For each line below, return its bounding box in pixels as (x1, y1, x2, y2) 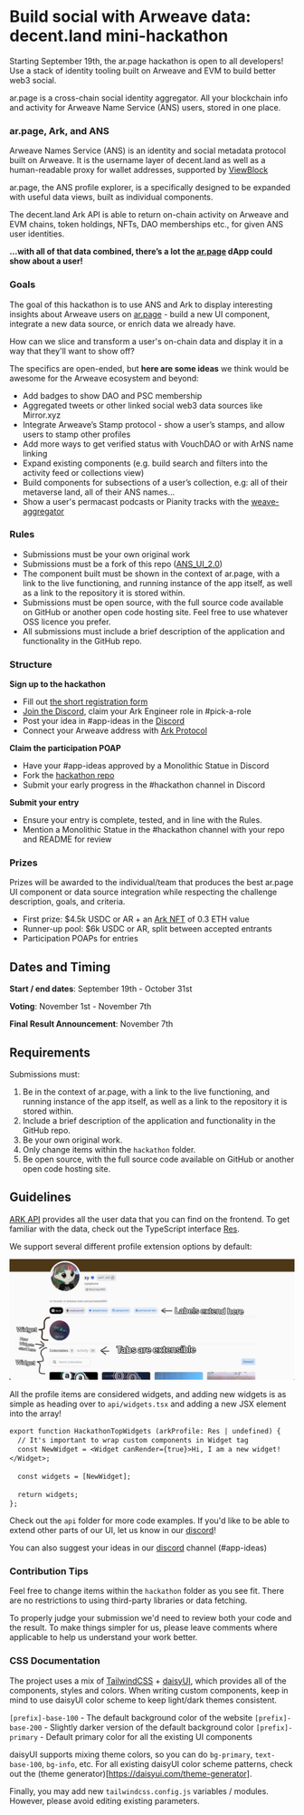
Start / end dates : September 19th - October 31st (9, 983, 193, 994)
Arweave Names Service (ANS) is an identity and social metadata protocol (9, 145, 287, 156)
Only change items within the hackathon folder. (22, 1144, 196, 1155)
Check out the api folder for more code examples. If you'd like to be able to (9, 1515, 290, 1526)
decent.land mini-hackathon (9, 25, 229, 46)
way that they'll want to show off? (9, 345, 136, 356)
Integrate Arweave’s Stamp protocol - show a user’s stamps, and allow (22, 419, 285, 430)
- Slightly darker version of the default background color (43, 1722, 255, 1733)
